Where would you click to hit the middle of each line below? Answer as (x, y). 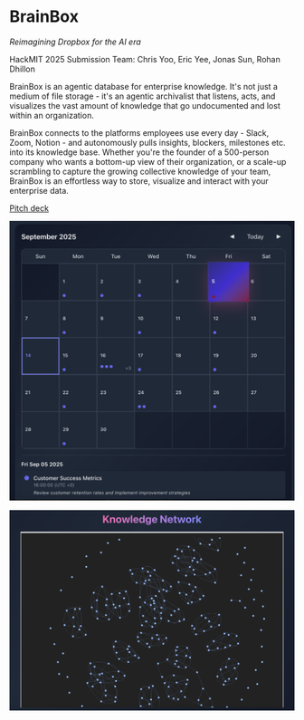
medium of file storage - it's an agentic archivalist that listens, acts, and (142, 96)
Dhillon (23, 69)
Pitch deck (29, 208)
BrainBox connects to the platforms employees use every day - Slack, (139, 132)
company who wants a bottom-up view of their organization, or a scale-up (148, 161)
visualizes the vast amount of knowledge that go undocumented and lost (145, 105)
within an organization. (52, 115)
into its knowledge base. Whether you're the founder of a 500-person (139, 152)
